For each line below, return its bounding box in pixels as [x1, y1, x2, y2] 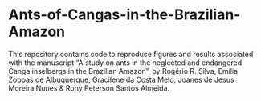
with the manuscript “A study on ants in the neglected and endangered [8, 58, 243, 67]
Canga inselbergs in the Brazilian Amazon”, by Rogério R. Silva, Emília [8, 66, 239, 75]
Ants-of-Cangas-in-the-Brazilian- [8, 6, 241, 24]
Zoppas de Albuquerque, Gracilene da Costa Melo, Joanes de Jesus [8, 75, 234, 84]
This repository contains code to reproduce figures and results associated [8, 49, 254, 59]
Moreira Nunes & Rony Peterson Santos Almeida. [8, 83, 170, 93]
